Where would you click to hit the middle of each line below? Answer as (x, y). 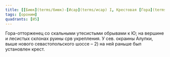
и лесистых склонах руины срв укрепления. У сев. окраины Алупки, (79, 38)
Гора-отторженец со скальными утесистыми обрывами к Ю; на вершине (85, 33)
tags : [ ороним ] (21, 14)
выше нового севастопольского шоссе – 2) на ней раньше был (73, 44)
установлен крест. (25, 49)
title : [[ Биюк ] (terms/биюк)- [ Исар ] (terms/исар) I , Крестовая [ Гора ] (79, 10)
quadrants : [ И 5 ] (22, 19)
